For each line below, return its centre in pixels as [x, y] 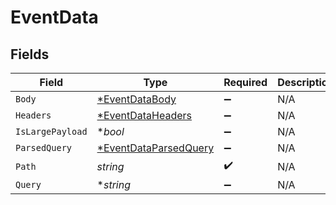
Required [245, 82]
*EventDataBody [136, 99]
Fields [30, 54]
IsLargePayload [51, 131]
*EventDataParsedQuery [155, 148]
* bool [110, 131]
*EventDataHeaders [144, 115]
